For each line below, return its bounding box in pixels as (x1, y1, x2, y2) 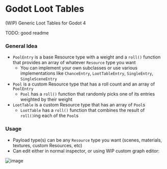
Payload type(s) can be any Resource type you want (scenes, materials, (12, 137, 162, 143)
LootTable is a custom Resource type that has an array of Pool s (12, 102, 146, 108)
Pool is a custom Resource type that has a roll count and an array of (12, 81, 155, 87)
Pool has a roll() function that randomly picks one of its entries (20, 91, 155, 97)
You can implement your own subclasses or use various (20, 65, 137, 71)
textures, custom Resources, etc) (12, 142, 82, 148)
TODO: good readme (5, 30, 49, 36)
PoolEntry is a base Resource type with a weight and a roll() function (12, 54, 161, 60)
